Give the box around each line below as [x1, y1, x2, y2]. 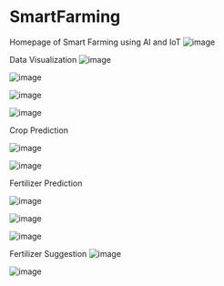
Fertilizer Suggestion [9, 248, 87, 259]
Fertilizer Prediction [9, 178, 83, 189]
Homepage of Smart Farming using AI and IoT [9, 36, 181, 47]
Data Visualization [9, 54, 77, 65]
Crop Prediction [9, 125, 68, 136]
